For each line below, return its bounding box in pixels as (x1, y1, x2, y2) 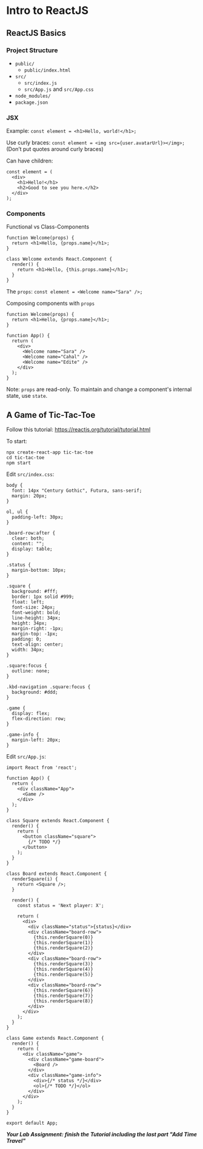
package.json (15, 99, 48, 106)
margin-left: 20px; (12, 737, 61, 743)
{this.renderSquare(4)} (33, 966, 94, 973)
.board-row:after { (6, 530, 56, 537)
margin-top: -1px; (12, 631, 59, 637)
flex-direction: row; (12, 716, 67, 722)
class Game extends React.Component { (6, 1035, 104, 1042)
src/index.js (24, 80, 58, 86)
